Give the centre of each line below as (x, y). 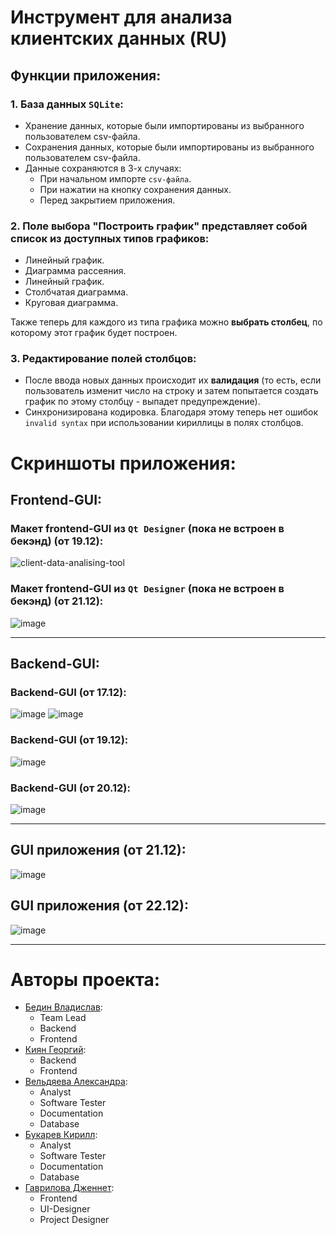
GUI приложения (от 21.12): (98, 850)
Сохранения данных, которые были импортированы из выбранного (169, 147)
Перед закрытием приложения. (107, 200)
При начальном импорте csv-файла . (115, 178)
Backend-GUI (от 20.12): (70, 788)
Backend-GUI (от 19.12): (69, 740)
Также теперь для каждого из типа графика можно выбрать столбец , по (166, 322)
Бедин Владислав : (63, 1007)
